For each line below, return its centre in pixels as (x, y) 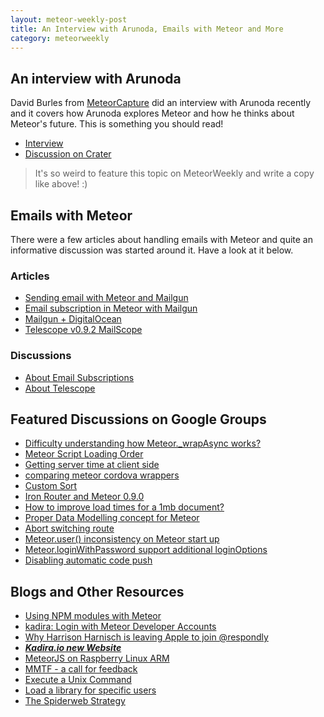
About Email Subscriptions (79, 377)
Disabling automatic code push (88, 560)
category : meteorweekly (60, 38)
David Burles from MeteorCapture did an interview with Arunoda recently (161, 103)
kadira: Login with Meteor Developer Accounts (120, 627)
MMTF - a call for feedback (81, 669)
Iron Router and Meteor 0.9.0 (84, 497)
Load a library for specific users (90, 690)
